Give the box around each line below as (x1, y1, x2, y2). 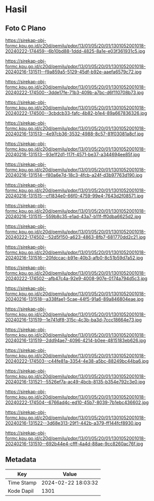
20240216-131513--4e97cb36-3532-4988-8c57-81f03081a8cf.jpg (5, 131, 144, 137)
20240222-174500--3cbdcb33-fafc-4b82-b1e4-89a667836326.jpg (5, 110, 147, 116)
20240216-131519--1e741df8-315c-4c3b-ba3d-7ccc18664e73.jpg (5, 317, 142, 322)
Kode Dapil (8, 487, 34, 494)
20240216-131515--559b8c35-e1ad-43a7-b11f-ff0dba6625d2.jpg (5, 214, 141, 219)
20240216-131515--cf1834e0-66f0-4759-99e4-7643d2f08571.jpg (5, 193, 143, 199)
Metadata (5, 455, 36, 464)
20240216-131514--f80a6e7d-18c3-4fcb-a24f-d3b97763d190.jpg (5, 172, 143, 178)
